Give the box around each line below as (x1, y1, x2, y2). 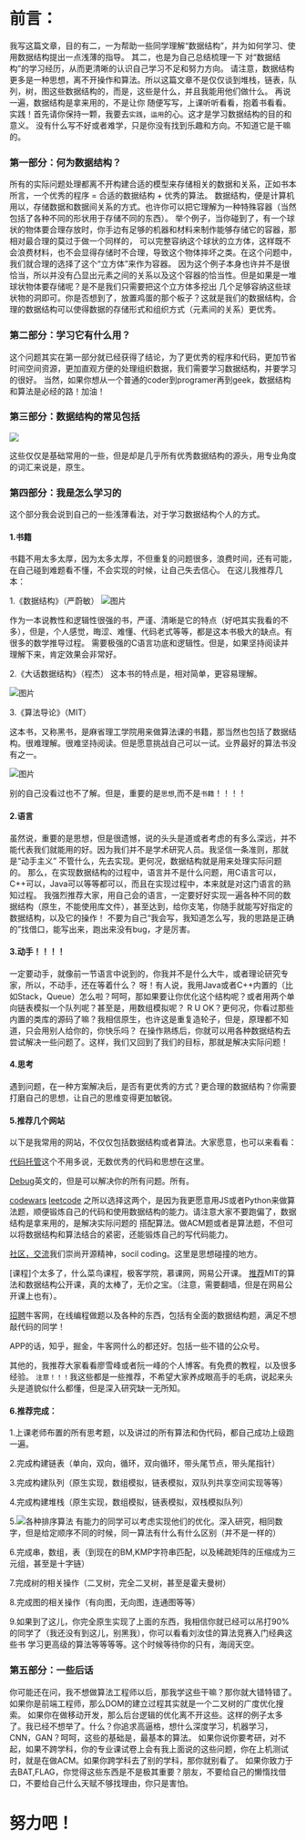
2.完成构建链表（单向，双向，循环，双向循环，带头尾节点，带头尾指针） (9, 1458, 280, 1469)
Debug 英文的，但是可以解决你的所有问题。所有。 (9, 1176, 194, 1187)
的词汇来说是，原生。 (9, 461, 89, 472)
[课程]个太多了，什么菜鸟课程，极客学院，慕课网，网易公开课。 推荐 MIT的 (9, 1268, 288, 1279)
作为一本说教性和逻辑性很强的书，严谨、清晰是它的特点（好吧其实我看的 (9, 615, 280, 626)
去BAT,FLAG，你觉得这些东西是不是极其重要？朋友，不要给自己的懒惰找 (9, 1766, 280, 1777)
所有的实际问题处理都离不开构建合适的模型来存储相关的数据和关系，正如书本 (9, 179, 297, 189)
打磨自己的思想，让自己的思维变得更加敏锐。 (9, 1092, 178, 1103)
